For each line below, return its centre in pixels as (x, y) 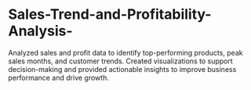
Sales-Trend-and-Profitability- (110, 14)
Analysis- (40, 31)
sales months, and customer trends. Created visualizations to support (120, 61)
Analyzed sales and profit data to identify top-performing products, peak (125, 52)
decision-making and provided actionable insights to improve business (122, 69)
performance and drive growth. (59, 77)
